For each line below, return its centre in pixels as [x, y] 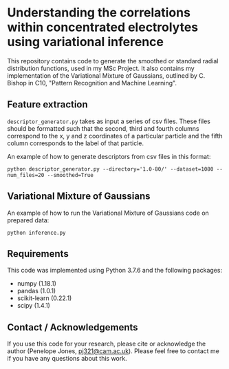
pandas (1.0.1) [36, 291]
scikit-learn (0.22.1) [44, 298]
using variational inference [85, 42]
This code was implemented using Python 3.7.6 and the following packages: [115, 271]
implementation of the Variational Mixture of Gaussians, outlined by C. [106, 75]
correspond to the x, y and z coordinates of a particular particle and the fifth [115, 136]
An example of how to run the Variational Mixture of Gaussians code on [108, 213]
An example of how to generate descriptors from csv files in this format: [109, 156]
